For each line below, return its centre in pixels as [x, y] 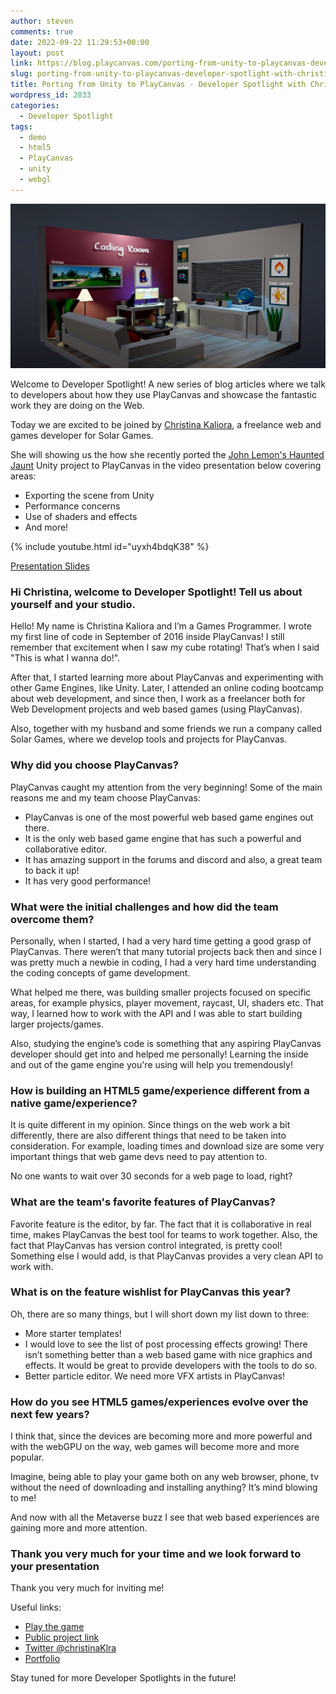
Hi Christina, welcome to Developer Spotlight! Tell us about [156, 592]
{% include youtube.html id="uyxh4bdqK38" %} [110, 547]
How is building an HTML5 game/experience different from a [160, 1090]
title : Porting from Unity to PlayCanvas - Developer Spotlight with [158, 85]
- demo [33, 137]
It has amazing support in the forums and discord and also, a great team [173, 859]
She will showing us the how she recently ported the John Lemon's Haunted [167, 455]
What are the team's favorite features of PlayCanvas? [143, 1202]
